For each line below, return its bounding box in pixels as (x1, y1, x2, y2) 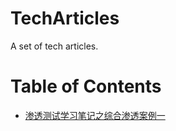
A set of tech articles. (10, 40, 99, 52)
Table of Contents (10, 75, 162, 98)
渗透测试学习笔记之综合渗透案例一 (24, 109, 166, 121)
